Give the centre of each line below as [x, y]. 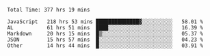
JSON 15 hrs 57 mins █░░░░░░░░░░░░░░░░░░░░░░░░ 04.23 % [105, 40]
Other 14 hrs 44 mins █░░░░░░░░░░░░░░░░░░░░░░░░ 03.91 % [105, 46]
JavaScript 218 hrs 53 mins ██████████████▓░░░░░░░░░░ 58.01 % [105, 22]
